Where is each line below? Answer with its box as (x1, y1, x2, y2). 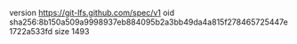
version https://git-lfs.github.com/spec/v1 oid (9, 8, 175, 18)
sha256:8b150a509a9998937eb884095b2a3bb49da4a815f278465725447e (9, 17, 289, 27)
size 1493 (54, 26, 90, 36)
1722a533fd (9, 26, 53, 36)
